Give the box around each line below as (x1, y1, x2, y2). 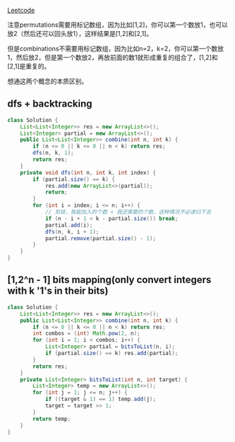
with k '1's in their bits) (7, 285, 109, 297)
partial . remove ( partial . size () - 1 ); (44, 234, 157, 242)
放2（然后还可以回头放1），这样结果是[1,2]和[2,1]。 (7, 30, 153, 37)
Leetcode (7, 6, 35, 14)
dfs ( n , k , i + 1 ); (44, 228, 100, 235)
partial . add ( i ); (44, 222, 93, 229)
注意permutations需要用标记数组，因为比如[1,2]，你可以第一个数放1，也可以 (7, 20, 228, 29)
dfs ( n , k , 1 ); (32, 150, 74, 157)
